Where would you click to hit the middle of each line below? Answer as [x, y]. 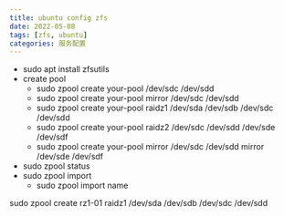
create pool [44, 79]
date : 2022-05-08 [42, 26]
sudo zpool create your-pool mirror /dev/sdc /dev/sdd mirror [150, 147]
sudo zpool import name [82, 186]
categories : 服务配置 [48, 43]
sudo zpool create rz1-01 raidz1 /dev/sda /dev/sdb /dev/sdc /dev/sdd [138, 203]
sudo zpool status [56, 166]
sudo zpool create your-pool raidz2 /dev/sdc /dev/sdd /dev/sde [156, 128]
